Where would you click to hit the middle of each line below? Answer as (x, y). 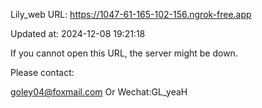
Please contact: (42, 72)
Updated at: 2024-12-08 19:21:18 (78, 33)
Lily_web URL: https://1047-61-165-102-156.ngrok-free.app (131, 14)
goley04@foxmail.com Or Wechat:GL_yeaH (99, 92)
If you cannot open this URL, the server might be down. (124, 53)
